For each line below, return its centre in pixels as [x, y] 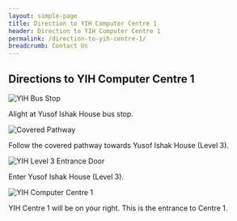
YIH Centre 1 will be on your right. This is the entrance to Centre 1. [118, 208]
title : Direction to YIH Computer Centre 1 [83, 23]
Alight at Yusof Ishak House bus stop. [71, 113]
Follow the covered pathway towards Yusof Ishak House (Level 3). [118, 145]
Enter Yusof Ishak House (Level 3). [66, 176]
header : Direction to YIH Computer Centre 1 [85, 31]
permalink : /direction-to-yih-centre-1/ [78, 38]
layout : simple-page [43, 16]
